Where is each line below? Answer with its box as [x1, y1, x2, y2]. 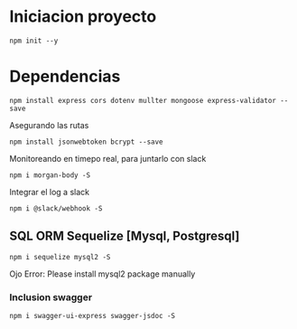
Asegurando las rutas [9, 119, 89, 130]
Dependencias [9, 66, 121, 87]
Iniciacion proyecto [9, 6, 157, 27]
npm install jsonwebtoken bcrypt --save [9, 137, 164, 146]
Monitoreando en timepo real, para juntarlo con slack [9, 153, 207, 164]
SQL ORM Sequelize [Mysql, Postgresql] [9, 229, 240, 244]
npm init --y [9, 36, 59, 45]
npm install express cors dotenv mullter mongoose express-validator [9, 96, 277, 105]
